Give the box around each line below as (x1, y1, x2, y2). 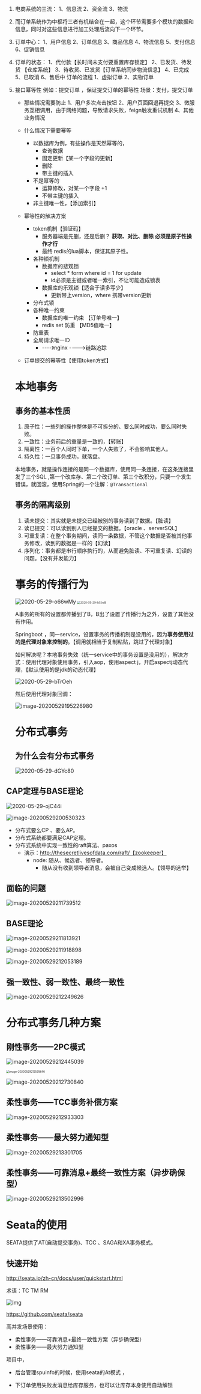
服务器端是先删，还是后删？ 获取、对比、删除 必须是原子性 (41, 233, 187, 240)
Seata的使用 (6, 1218, 68, 1232)
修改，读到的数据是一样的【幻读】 (29, 539, 114, 546)
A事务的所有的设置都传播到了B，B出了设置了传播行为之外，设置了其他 (14, 610, 189, 617)
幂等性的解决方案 (23, 213, 67, 219)
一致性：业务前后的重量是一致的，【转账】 (23, 438, 127, 445)
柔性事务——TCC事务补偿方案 (6, 1097, 118, 1108)
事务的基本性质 (14, 406, 71, 416)
